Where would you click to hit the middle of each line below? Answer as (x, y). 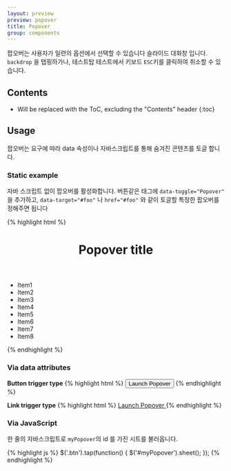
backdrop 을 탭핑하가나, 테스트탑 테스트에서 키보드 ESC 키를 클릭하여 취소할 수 (110, 62)
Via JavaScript (32, 423)
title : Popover (29, 26)
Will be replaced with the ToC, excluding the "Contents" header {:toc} (116, 109)
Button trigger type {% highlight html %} (66, 383)
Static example (33, 175)
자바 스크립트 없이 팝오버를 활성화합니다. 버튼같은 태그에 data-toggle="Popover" (116, 191)
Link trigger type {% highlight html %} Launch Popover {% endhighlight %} (114, 405)
